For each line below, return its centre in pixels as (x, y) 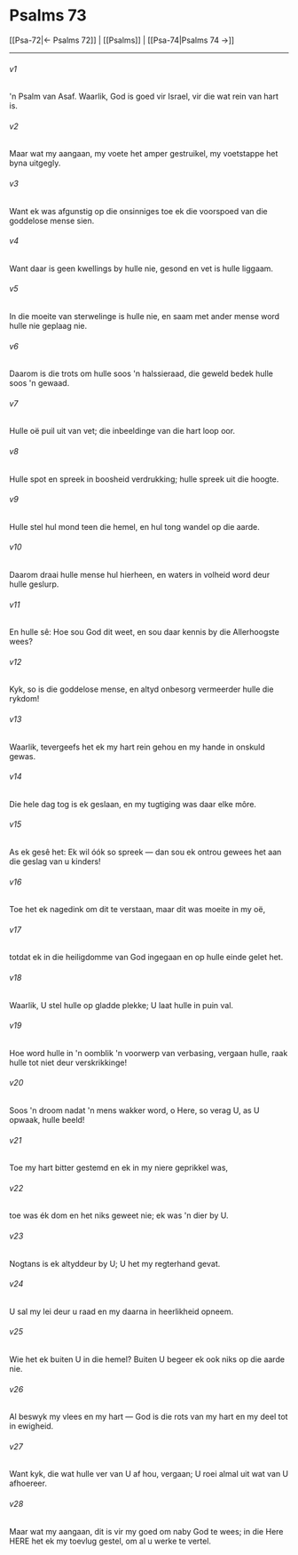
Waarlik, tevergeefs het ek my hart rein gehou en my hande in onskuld (137, 747)
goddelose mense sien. (52, 220)
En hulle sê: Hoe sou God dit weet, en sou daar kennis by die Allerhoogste (144, 632)
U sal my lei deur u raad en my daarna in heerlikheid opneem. (122, 1311)
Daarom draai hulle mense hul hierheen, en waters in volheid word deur (140, 574)
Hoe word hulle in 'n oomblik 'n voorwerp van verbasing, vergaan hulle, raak (149, 1053)
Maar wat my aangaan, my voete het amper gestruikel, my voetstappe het (144, 154)
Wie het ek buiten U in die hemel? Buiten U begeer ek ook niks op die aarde (147, 1359)
